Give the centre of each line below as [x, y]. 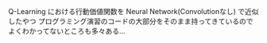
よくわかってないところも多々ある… [67, 31]
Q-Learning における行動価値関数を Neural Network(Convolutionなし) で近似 [133, 11]
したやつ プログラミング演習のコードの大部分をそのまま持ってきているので [131, 21]
